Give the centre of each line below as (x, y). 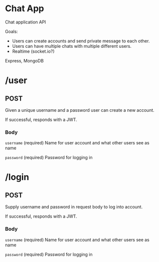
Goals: (11, 31)
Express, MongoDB (24, 60)
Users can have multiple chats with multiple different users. (72, 46)
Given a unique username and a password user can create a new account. (80, 110)
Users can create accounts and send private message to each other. (81, 41)
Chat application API (26, 22)
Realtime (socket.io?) (33, 51)
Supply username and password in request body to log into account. (74, 207)
